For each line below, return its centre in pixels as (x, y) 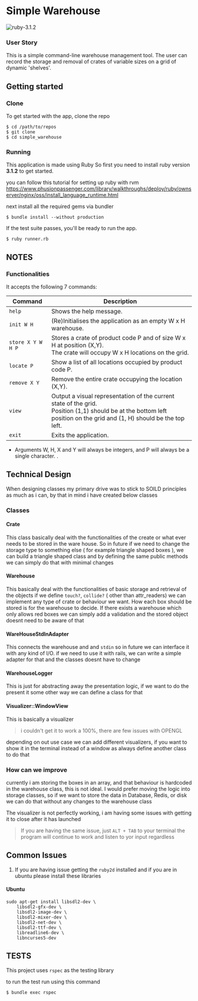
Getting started (35, 86)
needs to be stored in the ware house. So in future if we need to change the (98, 543)
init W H (21, 324)
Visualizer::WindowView (37, 706)
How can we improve (37, 770)
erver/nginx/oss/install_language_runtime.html (62, 195)
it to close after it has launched (44, 819)
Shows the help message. (87, 311)
